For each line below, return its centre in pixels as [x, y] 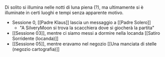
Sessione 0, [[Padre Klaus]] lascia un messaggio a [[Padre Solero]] [81, 22]
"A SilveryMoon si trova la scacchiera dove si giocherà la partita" [87, 28]
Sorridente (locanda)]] [35, 38]
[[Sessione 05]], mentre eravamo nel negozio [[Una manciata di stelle [84, 44]
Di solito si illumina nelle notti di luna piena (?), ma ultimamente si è [74, 7]
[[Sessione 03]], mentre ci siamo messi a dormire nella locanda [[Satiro [86, 33]
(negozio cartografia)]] [36, 49]
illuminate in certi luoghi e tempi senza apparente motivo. [64, 13]
